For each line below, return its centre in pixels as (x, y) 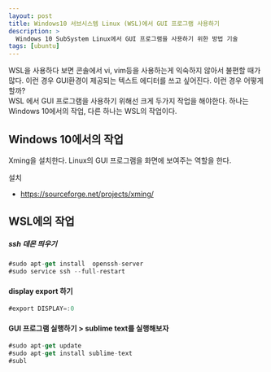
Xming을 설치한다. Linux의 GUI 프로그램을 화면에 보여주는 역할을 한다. (120, 160)
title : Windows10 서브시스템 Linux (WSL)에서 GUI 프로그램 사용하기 (114, 24)
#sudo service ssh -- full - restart (67, 272)
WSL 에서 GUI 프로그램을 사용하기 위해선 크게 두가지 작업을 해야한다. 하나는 (129, 101)
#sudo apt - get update (45, 346)
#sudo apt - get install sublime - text (70, 354)
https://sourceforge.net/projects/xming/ (87, 194)
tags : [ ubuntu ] (34, 46)
